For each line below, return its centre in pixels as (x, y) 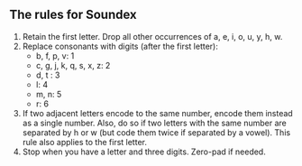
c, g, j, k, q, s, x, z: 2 (73, 65)
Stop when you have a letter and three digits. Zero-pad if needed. (144, 152)
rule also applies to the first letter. (84, 142)
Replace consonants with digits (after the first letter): (120, 46)
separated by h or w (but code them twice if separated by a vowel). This (156, 132)
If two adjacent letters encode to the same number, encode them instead (157, 113)
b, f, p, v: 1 (55, 55)
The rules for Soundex (73, 15)
